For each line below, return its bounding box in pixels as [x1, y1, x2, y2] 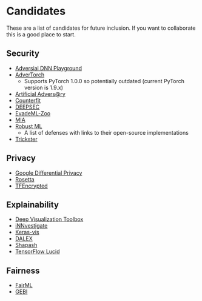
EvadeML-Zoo [15, 109, 51, 117]
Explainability [6, 199, 59, 210]
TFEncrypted [15, 182, 48, 189]
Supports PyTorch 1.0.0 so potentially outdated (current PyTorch [24, 77, 185, 84]
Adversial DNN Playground [15, 64, 82, 72]
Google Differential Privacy [15, 169, 82, 177]
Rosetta [15, 175, 35, 183]
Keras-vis [15, 229, 39, 236]
